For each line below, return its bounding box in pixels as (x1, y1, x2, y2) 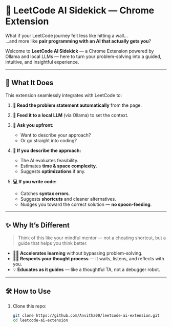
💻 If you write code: (12, 178, 57, 184)
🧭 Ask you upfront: (12, 122, 54, 128)
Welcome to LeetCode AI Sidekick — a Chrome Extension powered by (5, 48, 154, 54)
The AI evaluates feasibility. (20, 157, 78, 163)
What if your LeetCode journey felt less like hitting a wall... (5, 32, 128, 39)
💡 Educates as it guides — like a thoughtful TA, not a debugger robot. (12, 266, 160, 273)
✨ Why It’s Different (5, 221, 70, 230)
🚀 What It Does (5, 79, 54, 87)
